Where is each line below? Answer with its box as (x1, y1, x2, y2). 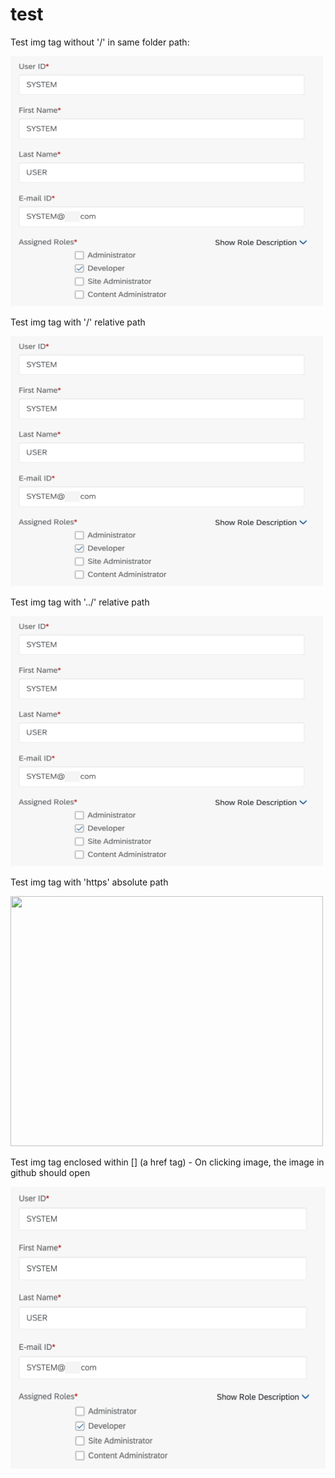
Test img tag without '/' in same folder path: (10, 36, 190, 48)
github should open (10, 1166, 91, 1178)
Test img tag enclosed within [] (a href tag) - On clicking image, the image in (10, 1156, 325, 1168)
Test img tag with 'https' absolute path (10, 876, 169, 888)
